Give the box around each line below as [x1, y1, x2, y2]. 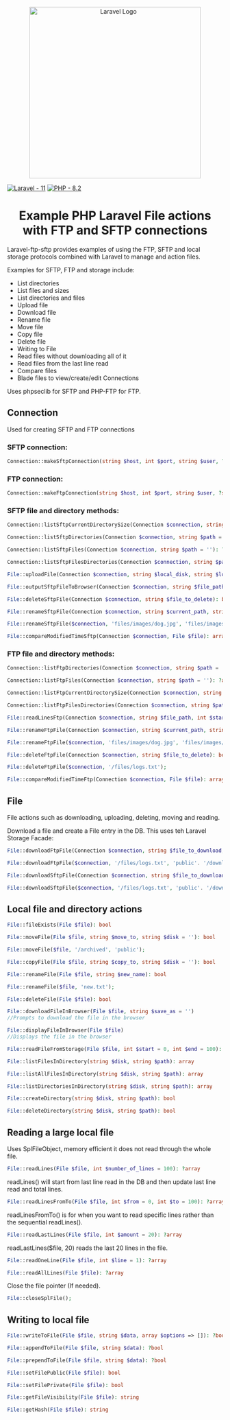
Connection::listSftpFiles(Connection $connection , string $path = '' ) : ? [7, 546, 225, 554]
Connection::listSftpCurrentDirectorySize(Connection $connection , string [7, 521, 225, 528]
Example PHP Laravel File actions [18, 208, 212, 224]
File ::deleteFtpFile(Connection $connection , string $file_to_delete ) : [7, 751, 216, 758]
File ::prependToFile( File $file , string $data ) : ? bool [7, 1357, 167, 1364]
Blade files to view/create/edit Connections [16, 374, 139, 382]
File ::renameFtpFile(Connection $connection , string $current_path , [7, 726, 207, 733]
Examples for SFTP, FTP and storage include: [7, 265, 135, 274]
